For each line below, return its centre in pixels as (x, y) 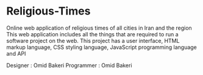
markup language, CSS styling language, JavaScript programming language (101, 47)
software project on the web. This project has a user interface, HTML (93, 41)
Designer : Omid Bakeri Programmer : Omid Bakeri (69, 65)
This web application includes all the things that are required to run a (92, 34)
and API (16, 53)
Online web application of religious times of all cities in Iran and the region (99, 28)
